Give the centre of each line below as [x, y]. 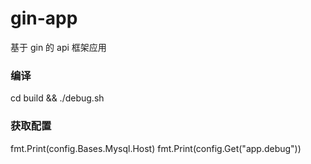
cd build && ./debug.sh [57, 98]
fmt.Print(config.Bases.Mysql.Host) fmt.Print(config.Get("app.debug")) [156, 148]
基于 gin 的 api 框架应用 [58, 47]
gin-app [44, 18]
